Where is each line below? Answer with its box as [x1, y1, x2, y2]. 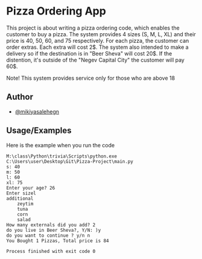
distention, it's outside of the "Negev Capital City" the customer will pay [6, 56, 185, 63]
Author [6, 92, 33, 102]
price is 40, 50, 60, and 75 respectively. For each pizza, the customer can [6, 37, 189, 44]
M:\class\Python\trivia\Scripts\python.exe [6, 153, 118, 159]
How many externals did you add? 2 [6, 222, 96, 228]
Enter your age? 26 [6, 185, 55, 191]
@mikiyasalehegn [14, 107, 59, 115]
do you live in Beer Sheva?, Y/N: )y [6, 227, 101, 233]
